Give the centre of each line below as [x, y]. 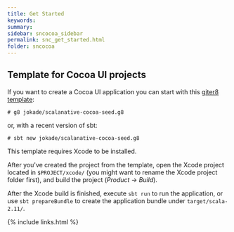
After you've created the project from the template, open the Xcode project [116, 165]
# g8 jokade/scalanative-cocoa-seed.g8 [66, 112]
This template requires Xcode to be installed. [72, 151]
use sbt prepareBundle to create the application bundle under [96, 200]
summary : [20, 27]
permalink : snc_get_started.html [56, 40]
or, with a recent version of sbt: [52, 125]
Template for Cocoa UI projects [77, 75]
